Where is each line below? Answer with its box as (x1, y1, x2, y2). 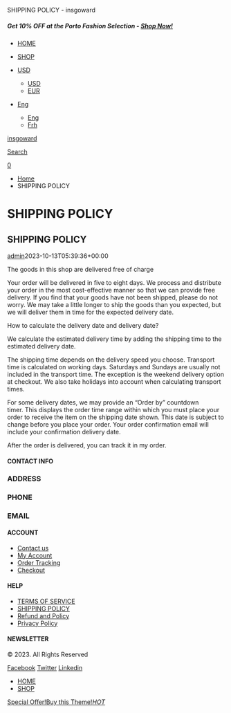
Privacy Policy (17, 619, 58, 627)
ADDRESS (7, 474, 41, 483)
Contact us (17, 544, 49, 552)
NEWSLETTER (7, 635, 49, 643)
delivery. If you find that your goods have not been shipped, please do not (7, 293, 218, 302)
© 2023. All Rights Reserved (7, 650, 89, 658)
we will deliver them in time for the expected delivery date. (7, 308, 174, 316)
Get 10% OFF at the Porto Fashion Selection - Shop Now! (7, 21, 174, 30)
